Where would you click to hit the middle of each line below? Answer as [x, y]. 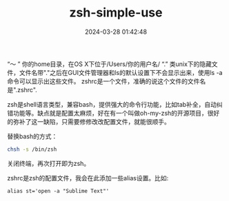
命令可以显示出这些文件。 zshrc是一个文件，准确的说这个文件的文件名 [107, 81]
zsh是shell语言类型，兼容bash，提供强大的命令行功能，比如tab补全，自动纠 [115, 104]
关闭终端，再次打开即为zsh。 [49, 163]
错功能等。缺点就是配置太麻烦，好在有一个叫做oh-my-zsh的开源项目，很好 [113, 113]
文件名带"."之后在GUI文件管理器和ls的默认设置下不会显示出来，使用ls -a [121, 72]
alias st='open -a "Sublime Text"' [58, 191]
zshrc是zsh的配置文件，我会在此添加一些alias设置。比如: [88, 178]
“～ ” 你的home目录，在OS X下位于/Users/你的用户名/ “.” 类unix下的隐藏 [110, 64]
